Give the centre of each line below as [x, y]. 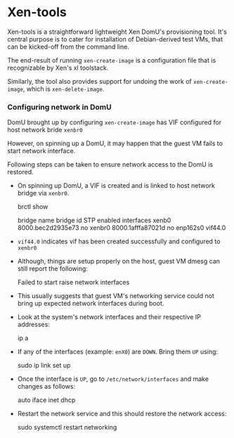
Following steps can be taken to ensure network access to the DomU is [110, 165]
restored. [20, 172]
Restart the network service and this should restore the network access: [122, 414]
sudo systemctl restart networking [67, 427]
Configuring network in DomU [59, 107]
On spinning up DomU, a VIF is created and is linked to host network [116, 186]
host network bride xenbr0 [45, 130]
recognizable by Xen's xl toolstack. [58, 67]
